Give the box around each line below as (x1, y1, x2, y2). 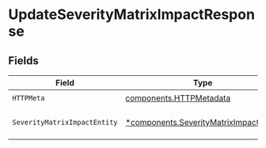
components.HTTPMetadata (125, 93, 231, 104)
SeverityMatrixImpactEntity (12, 118, 118, 127)
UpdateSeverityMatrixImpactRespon (8, 6, 256, 24)
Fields (8, 54, 40, 67)
